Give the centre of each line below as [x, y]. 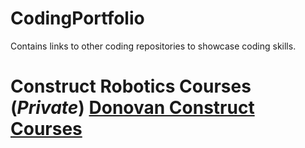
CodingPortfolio [77, 18]
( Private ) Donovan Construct [132, 108]
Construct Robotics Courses [131, 86]
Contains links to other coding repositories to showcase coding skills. [153, 46]
